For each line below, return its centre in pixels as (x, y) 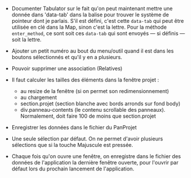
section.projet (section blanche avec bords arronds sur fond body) (100, 104)
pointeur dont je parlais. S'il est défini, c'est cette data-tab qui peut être (98, 21)
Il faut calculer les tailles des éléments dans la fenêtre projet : (85, 80)
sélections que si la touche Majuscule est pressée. (72, 145)
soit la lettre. (27, 40)
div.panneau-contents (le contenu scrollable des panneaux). (93, 110)
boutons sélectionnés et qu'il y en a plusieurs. (67, 57)
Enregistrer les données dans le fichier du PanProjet (74, 127)
